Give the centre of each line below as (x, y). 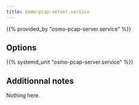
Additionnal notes (40, 81)
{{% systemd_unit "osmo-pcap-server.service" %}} (70, 62)
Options (22, 48)
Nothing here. (23, 95)
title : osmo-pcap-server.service (48, 12)
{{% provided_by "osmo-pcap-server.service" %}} (69, 29)
